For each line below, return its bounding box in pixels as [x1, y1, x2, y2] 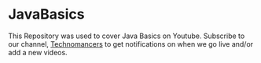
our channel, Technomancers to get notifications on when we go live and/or [8, 39, 254, 48]
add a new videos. [8, 47, 68, 57]
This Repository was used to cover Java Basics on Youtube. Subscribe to [8, 31, 245, 40]
